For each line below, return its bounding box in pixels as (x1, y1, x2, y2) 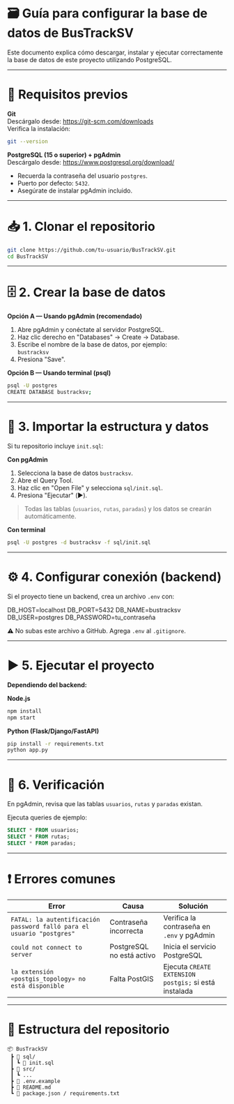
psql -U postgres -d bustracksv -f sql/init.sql (7, 539, 151, 546)
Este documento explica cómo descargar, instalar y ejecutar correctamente (7, 48, 224, 56)
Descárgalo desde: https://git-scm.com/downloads (7, 116, 154, 126)
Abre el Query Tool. (17, 476, 74, 485)
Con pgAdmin (7, 455, 48, 464)
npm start (7, 714, 36, 721)
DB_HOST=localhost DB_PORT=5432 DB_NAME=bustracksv (7, 605, 181, 614)
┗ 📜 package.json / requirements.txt (10, 1089, 120, 1097)
